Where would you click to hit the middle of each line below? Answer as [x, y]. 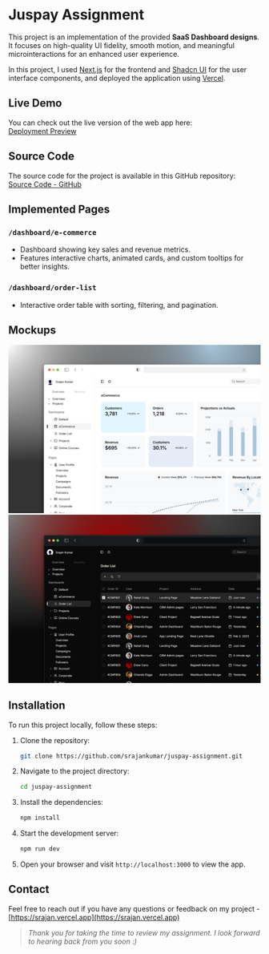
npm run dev [40, 849]
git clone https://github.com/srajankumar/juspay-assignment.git [131, 756]
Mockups [32, 330]
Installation [37, 706]
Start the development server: [69, 833]
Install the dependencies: [62, 802]
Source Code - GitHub [45, 184]
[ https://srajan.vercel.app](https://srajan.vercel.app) [94, 917]
